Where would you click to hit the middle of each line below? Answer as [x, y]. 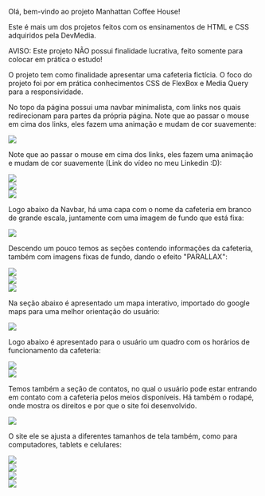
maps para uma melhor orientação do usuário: [84, 311]
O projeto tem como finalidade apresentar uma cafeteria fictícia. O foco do [130, 75]
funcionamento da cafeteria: [55, 350]
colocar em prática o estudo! [56, 59]
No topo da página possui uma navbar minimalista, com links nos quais [125, 107]
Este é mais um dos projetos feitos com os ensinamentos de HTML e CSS [129, 27]
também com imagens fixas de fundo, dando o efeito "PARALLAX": [118, 257]
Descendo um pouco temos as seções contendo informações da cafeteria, [131, 248]
